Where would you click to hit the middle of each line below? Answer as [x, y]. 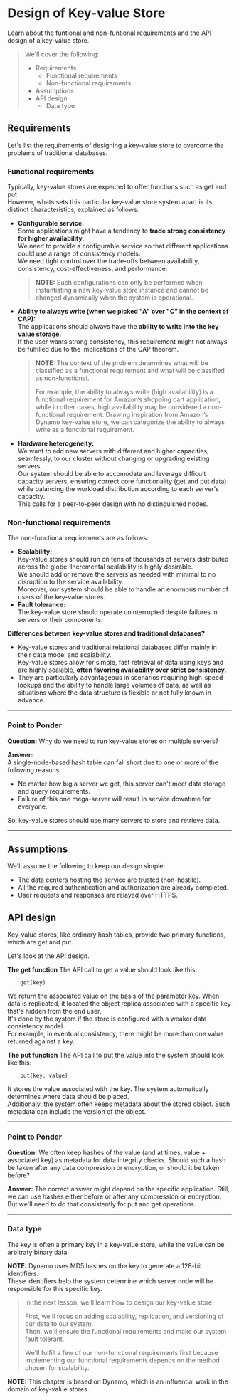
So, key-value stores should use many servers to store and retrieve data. [114, 820]
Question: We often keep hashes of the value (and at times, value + [107, 1152]
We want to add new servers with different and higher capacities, [113, 451]
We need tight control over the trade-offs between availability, [108, 261]
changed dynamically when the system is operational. [114, 298]
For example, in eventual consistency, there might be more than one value [116, 1034]
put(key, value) [44, 1076]
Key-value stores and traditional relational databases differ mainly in [117, 647]
